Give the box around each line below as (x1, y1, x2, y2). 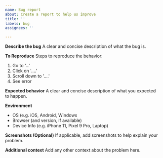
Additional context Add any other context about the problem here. (5, 147, 141, 153)
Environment (5, 103, 32, 109)
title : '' (5, 16, 26, 21)
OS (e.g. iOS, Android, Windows (12, 112, 78, 118)
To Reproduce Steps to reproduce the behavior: (5, 53, 103, 59)
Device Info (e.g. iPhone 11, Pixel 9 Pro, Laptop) (12, 123, 109, 129)
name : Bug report (5, 7, 41, 12)
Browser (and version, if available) (12, 118, 82, 123)
